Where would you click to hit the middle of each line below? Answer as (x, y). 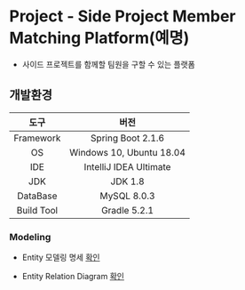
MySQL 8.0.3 (127, 196)
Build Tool (37, 210)
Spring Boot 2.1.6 (127, 138)
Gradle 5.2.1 (127, 210)
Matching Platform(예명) (99, 38)
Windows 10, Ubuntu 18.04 (128, 152)
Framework (37, 138)
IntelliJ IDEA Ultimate (127, 166)
